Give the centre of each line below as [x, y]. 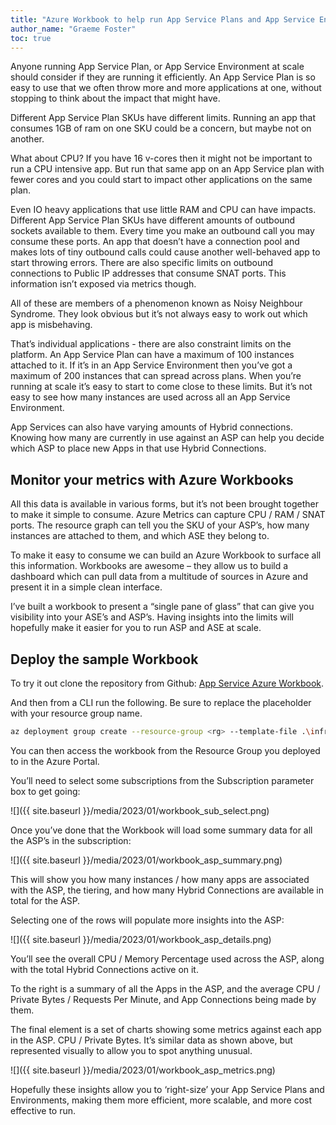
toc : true [31, 38]
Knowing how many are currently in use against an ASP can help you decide [167, 438]
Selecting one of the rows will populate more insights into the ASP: [147, 920]
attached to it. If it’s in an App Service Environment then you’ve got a [151, 365]
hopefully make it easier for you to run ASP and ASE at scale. [136, 628]
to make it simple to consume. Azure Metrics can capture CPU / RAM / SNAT [168, 515]
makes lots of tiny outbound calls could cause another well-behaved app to [165, 252]
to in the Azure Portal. [55, 761]
